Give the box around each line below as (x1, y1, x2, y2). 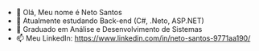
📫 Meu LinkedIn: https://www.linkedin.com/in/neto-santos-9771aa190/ (15, 33, 251, 43)
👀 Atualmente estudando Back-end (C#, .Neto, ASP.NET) (15, 16, 205, 25)
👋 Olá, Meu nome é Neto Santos (15, 8, 122, 17)
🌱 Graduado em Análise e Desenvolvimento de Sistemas (15, 25, 203, 33)
